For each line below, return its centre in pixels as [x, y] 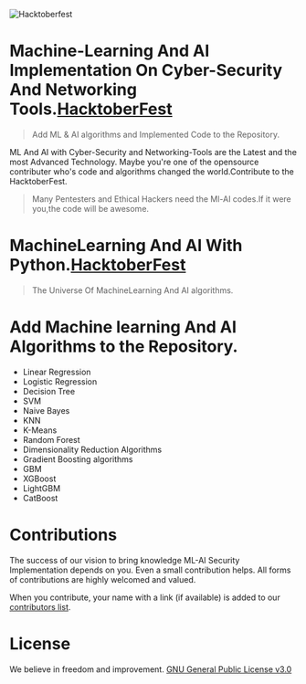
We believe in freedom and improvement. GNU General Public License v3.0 [151, 669]
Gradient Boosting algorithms [78, 459]
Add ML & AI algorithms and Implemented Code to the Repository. [156, 134]
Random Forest [51, 439]
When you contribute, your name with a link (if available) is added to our [145, 597]
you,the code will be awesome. [90, 208]
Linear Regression [57, 372]
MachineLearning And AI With [126, 246]
